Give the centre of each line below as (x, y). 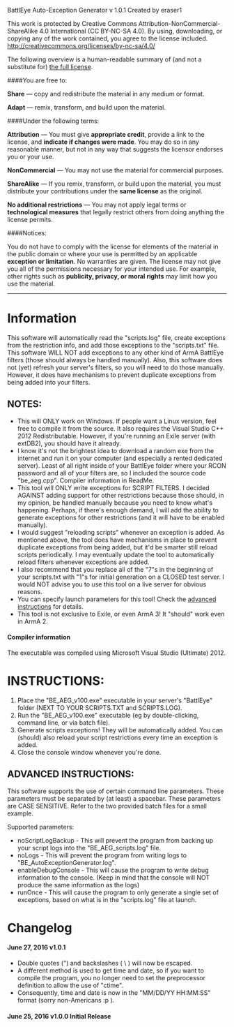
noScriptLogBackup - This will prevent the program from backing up (115, 840)
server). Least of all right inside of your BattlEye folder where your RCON (122, 465)
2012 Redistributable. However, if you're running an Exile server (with (116, 436)
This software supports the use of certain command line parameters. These (116, 791)
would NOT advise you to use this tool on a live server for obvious (112, 584)
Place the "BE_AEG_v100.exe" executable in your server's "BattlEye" (115, 700)
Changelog (40, 928)
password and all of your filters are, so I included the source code (112, 473)
